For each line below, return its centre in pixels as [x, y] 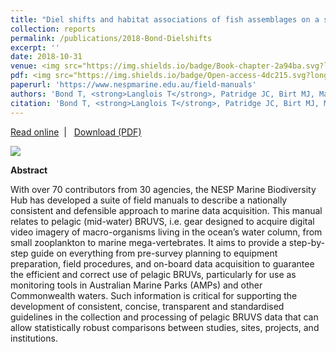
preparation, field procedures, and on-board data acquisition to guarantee [162, 263]
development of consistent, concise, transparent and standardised [147, 306]
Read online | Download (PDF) [76, 132]
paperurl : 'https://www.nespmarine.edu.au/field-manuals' [133, 85]
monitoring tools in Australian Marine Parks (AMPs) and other [136, 285]
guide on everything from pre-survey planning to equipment [154, 253]
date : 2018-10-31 [46, 57]
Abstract [29, 170]
